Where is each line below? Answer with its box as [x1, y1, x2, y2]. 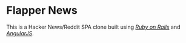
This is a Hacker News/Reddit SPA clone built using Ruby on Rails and [6, 23, 181, 30]
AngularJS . [6, 29, 35, 36]
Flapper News [6, 4, 78, 17]
